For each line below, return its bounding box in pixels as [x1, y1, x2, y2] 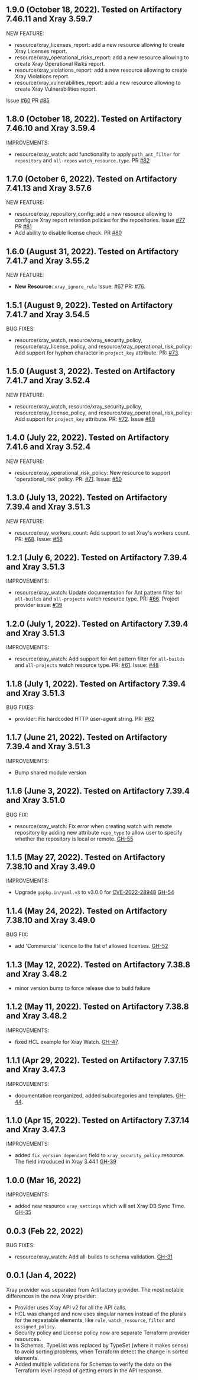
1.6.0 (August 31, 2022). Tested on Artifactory [6, 246, 179, 257]
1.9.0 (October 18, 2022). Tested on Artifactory [6, 5, 182, 15]
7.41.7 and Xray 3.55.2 [6, 255, 90, 266]
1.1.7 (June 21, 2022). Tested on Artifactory [6, 732, 167, 743]
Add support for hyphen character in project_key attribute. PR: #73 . [14, 349, 180, 356]
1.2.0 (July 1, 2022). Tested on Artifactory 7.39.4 [6, 619, 189, 629]
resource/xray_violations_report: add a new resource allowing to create [14, 66, 187, 74]
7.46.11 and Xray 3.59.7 [6, 14, 93, 24]
